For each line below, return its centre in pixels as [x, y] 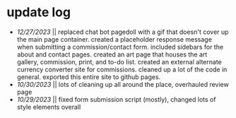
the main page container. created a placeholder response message [114, 39]
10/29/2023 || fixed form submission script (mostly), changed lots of [116, 99]
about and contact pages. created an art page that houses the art [112, 54]
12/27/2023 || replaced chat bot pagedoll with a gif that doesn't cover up [123, 32]
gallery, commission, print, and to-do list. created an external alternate [119, 61]
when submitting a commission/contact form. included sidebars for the [120, 47]
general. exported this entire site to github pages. [89, 77]
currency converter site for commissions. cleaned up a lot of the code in [122, 69]
